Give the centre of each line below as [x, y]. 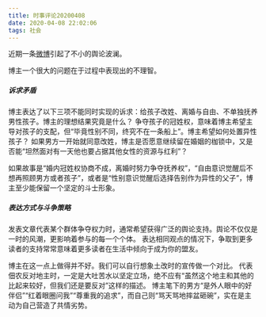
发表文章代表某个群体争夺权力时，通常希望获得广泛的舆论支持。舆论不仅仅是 [133, 229]
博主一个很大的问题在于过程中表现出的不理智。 [84, 71]
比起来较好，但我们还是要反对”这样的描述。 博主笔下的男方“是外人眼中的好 [130, 285]
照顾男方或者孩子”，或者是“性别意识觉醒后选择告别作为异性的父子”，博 [137, 178]
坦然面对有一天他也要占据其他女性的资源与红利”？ [106, 151]
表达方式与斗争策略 [40, 208]
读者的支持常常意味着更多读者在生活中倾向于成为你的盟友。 [105, 249]
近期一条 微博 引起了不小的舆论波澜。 [67, 54]
